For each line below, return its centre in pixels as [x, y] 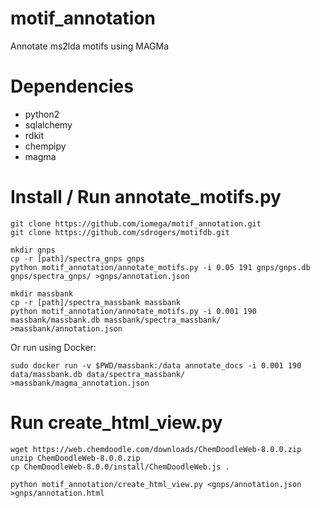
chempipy [45, 146]
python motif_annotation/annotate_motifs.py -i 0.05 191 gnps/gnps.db [160, 267]
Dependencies [72, 86]
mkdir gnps [33, 250]
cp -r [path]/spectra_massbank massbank [96, 302]
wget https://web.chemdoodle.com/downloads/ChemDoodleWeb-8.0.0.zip [156, 449]
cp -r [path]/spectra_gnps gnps [77, 258]
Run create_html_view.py [116, 423]
